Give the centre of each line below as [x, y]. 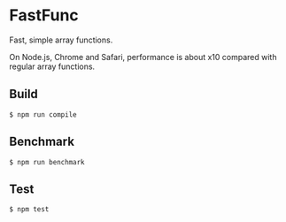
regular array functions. [52, 66]
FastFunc [44, 15]
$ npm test [29, 210]
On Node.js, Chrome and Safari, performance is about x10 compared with [143, 57]
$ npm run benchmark [47, 162]
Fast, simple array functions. [61, 40]
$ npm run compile [43, 115]
